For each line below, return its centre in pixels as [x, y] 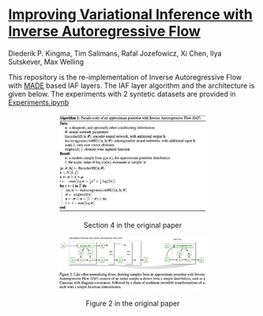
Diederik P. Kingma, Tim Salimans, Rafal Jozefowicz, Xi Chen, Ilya [115, 53]
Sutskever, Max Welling [46, 62]
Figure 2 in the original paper [133, 303]
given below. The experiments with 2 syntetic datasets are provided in [122, 93]
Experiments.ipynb [39, 102]
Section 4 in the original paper [133, 225]
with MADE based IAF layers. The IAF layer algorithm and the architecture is [131, 86]
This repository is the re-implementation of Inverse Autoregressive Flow [125, 77]
